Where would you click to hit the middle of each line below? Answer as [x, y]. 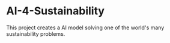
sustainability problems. [36, 33]
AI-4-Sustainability [56, 11]
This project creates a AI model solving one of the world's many [85, 27]
